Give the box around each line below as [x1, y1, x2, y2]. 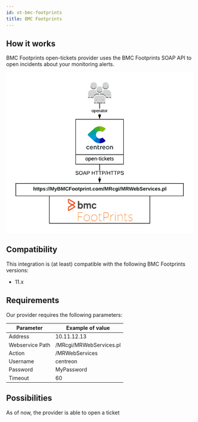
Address [8, 333, 30, 340]
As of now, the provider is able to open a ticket [6, 409, 120, 416]
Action [8, 349, 25, 357]
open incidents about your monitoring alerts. [6, 61, 114, 68]
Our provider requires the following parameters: [6, 311, 123, 318]
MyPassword [55, 366, 88, 373]
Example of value [66, 325, 110, 332]
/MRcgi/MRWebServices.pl [55, 341, 121, 348]
